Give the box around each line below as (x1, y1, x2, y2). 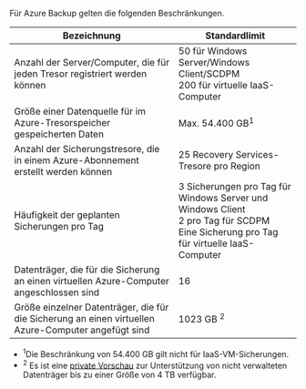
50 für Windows (178, 45, 248, 57)
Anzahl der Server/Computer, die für (14, 56, 170, 68)
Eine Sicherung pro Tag (178, 226, 279, 238)
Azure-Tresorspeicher (14, 117, 111, 128)
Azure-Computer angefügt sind (14, 323, 150, 336)
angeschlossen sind (14, 286, 100, 299)
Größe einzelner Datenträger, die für (14, 301, 169, 313)
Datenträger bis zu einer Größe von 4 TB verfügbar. (22, 369, 217, 381)
